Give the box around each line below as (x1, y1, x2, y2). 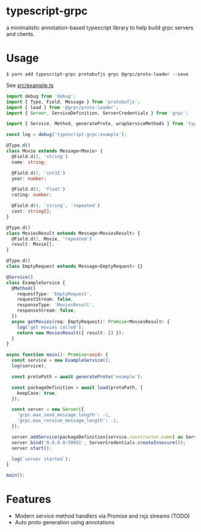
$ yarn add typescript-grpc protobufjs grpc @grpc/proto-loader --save (6, 71, 188, 77)
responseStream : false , (17, 307, 77, 314)
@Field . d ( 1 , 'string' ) (11, 153, 68, 159)
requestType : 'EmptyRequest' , (17, 291, 93, 297)
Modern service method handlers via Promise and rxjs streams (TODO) (14, 512, 190, 519)
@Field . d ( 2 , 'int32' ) (11, 170, 66, 176)
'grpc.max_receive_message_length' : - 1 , (17, 418, 119, 424)
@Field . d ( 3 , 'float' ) (11, 186, 66, 192)
